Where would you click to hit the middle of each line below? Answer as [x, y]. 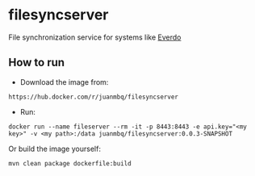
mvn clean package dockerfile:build [70, 163]
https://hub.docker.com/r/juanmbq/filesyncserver [94, 97]
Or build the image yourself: [54, 149]
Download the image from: [64, 82]
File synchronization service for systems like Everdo [95, 37]
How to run [37, 63]
